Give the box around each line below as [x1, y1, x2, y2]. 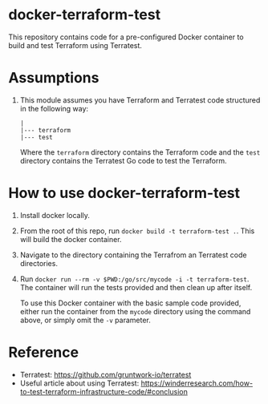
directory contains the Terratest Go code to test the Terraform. [19, 156, 227, 165]
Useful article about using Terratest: [19, 378, 140, 388]
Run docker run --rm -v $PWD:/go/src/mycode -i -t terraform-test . [19, 274, 250, 284]
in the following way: [19, 103, 89, 113]
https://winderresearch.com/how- [140, 378, 254, 388]
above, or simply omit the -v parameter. [19, 315, 151, 325]
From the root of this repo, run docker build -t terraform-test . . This [19, 226, 255, 236]
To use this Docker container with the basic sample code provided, [19, 298, 242, 308]
